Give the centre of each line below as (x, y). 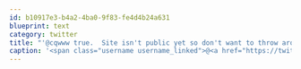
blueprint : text (39, 26)
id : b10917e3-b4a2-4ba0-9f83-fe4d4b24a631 (90, 17)
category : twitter (43, 34)
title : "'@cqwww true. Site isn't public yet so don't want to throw (144, 43)
